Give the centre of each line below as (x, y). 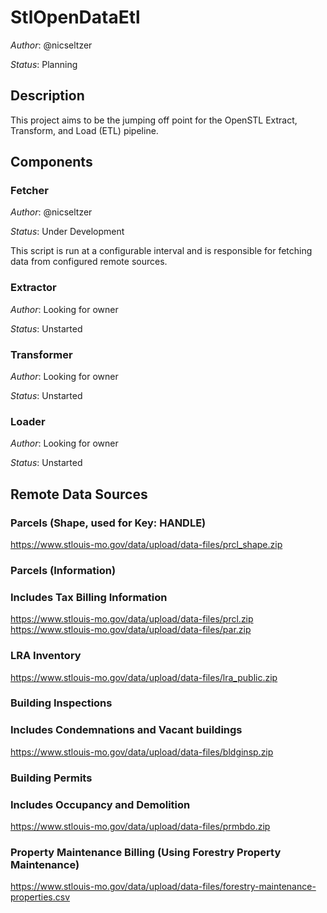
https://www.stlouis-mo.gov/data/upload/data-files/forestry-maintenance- (163, 887)
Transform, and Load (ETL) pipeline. (84, 130)
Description (47, 96)
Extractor (33, 288)
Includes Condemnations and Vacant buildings (126, 730)
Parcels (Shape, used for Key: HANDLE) (108, 523)
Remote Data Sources (79, 494)
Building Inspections (61, 703)
